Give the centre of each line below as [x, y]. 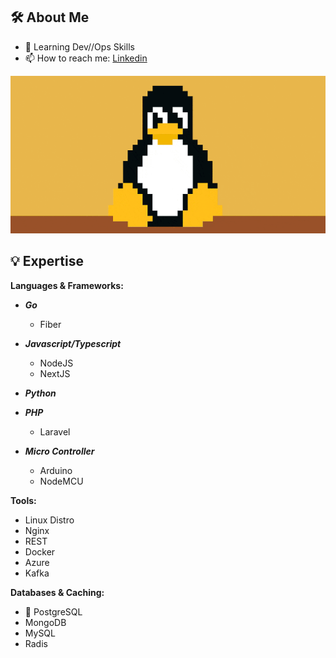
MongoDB [45, 622]
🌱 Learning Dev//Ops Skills [79, 46]
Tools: [23, 500]
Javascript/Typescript [73, 343]
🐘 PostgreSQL [53, 611]
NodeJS [56, 363]
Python [40, 393]
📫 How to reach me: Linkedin [86, 58]
